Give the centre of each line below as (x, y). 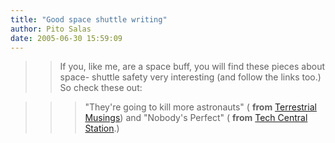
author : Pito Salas (51, 29)
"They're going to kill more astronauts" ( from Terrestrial (200, 107)
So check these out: (101, 88)
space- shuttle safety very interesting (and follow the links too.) (190, 77)
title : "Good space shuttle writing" (89, 19)
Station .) (102, 128)
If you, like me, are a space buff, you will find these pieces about (192, 67)
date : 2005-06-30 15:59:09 (66, 38)
